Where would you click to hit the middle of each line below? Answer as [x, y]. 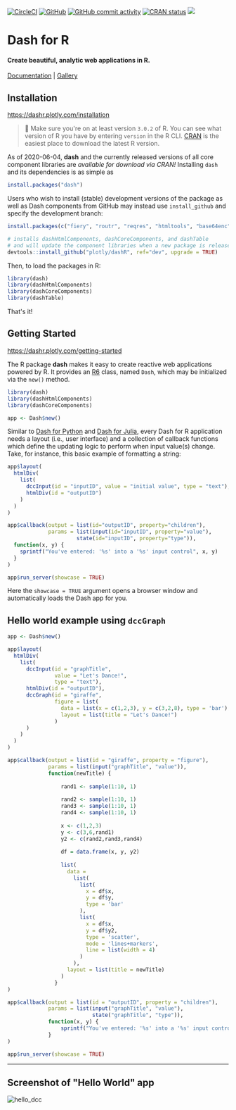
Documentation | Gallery [42, 76]
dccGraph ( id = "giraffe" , [64, 695]
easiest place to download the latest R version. [92, 144]
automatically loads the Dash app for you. [67, 598]
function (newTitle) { [80, 773]
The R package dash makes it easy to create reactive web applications [110, 364]
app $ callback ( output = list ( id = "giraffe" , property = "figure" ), [108, 761]
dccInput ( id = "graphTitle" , [68, 669]
